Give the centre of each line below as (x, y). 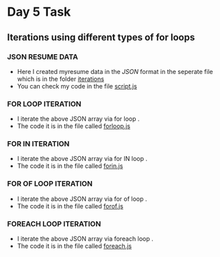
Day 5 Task (39, 12)
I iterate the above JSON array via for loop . (78, 119)
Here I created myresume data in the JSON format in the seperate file (115, 71)
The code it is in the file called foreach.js (74, 246)
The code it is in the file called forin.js (70, 166)
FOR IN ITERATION (38, 144)
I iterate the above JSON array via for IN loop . (82, 159)
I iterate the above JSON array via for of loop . (82, 199)
